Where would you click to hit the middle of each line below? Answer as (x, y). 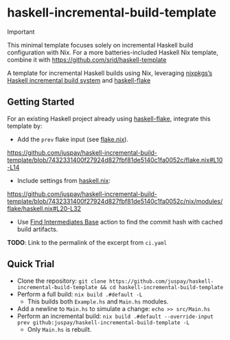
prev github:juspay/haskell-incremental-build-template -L (103, 322)
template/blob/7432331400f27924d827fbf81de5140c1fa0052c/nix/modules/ (115, 201)
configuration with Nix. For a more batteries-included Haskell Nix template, (113, 52)
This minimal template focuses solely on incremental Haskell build (100, 45)
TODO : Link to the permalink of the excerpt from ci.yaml (87, 242)
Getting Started (41, 102)
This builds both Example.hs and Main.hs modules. (98, 301)
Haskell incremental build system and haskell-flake (79, 80)
